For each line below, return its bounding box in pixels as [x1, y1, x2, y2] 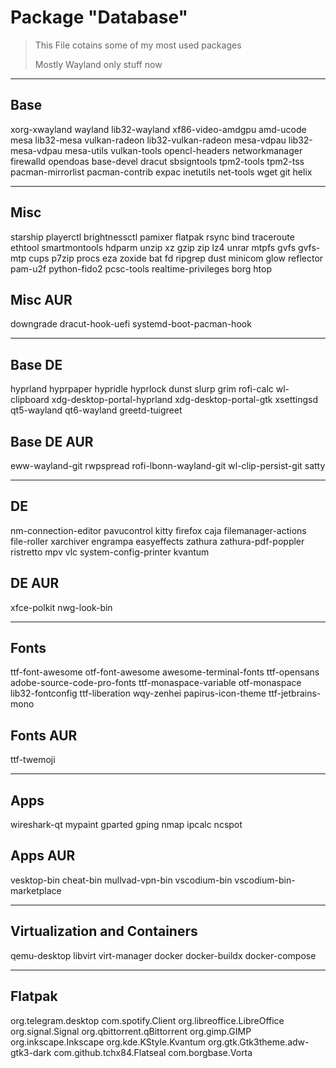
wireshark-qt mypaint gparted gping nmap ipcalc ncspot [10, 819, 243, 831]
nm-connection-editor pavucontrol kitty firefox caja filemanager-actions [10, 524, 307, 536]
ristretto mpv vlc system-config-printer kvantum [10, 546, 210, 558]
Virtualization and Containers [10, 923, 198, 940]
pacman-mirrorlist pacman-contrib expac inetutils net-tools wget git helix [10, 166, 313, 178]
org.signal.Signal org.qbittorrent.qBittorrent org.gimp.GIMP [10, 1025, 252, 1037]
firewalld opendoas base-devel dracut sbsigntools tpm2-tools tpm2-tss [10, 155, 305, 167]
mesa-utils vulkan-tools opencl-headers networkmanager [64, 144, 303, 156]
